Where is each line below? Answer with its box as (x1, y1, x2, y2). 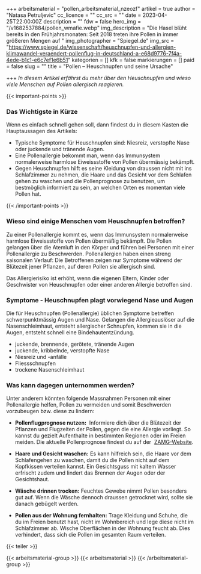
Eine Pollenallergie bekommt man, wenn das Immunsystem (14, 152, 161, 159)
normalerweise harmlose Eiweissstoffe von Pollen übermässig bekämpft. (14, 158, 195, 166)
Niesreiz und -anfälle (14, 353, 67, 360)
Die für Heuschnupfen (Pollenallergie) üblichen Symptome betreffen (6, 310, 175, 317)
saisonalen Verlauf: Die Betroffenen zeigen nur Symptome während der (6, 256, 183, 264)
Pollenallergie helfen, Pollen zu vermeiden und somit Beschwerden (6, 401, 172, 408)
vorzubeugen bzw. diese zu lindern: (6, 408, 95, 415)
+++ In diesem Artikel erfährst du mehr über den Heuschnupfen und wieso (6, 75, 191, 81)
